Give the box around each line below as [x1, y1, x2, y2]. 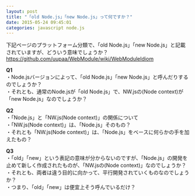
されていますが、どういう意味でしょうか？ [6, 49, 109, 56]
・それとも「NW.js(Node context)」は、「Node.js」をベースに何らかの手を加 [6, 129, 190, 136]
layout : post [6, 8, 38, 15]
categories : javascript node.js [6, 24, 85, 31]
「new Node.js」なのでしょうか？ [6, 96, 88, 103]
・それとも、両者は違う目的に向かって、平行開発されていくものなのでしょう [6, 169, 190, 176]
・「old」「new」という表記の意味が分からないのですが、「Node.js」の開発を [6, 155, 188, 162]
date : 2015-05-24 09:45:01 [6, 19, 72, 25]
